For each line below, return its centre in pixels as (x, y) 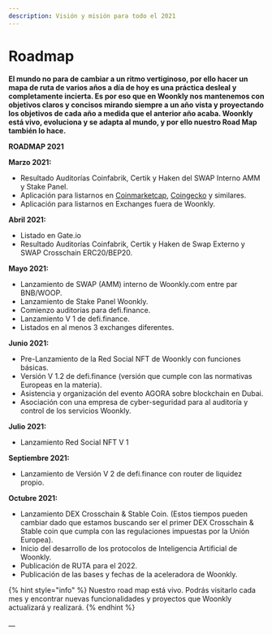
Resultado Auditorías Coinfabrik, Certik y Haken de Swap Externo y (132, 244)
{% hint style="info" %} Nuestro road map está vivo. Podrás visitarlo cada (132, 589)
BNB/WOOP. (41, 293)
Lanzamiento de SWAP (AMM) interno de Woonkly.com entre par (129, 284)
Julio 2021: (28, 426)
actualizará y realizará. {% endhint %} (72, 607)
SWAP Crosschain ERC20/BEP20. (76, 252)
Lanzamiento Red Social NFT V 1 (74, 442)
